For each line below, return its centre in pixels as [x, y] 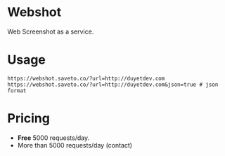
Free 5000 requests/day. [53, 138]
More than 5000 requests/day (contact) [75, 145]
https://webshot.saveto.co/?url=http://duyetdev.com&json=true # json [113, 85]
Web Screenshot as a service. [51, 31]
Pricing [29, 119]
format [17, 91]
